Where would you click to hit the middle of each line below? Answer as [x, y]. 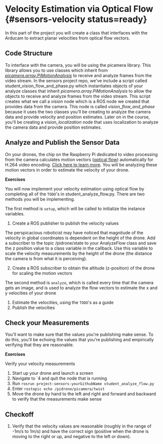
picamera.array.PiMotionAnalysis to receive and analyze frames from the [79, 75]
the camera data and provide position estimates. [54, 127]
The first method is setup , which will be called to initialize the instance [75, 209]
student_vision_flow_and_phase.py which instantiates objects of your [74, 86]
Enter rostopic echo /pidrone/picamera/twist [58, 389]
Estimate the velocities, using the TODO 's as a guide [63, 302]
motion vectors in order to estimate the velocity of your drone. [67, 170]
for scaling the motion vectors [42, 273]
